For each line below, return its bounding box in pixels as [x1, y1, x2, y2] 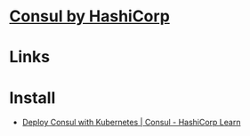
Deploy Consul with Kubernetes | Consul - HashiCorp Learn [21, 117, 241, 128]
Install [9, 87, 56, 108]
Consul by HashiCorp [9, 6, 171, 27]
